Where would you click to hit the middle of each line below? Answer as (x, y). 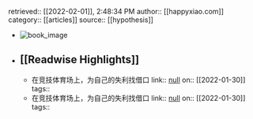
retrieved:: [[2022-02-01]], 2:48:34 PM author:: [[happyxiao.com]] (116, 11)
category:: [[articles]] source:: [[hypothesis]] (81, 20)
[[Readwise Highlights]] (79, 59)
